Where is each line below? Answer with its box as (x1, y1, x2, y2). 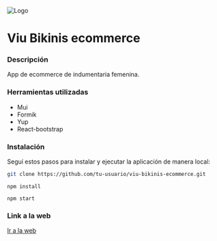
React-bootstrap (16, 125, 63, 133)
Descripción (7, 55, 49, 64)
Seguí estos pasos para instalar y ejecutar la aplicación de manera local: (7, 157, 210, 166)
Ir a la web (7, 227, 36, 235)
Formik (16, 110, 37, 118)
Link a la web (7, 211, 51, 220)
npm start (7, 195, 35, 202)
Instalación (7, 142, 45, 151)
